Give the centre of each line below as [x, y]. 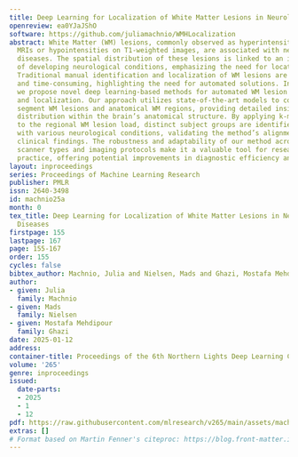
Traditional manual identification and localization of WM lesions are [153, 76]
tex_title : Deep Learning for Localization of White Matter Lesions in [144, 216]
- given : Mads [35, 307]
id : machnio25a [37, 200]
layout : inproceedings [51, 166]
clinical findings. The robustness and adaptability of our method [145, 141]
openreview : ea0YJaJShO [53, 26]
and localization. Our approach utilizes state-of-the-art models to [148, 100]
